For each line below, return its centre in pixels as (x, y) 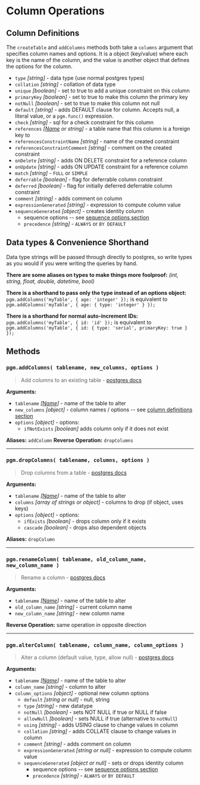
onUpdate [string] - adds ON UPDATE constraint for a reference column (101, 167)
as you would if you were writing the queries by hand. (72, 263)
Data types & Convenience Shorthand (77, 243)
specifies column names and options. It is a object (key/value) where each (97, 54)
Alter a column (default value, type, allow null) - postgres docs (97, 657)
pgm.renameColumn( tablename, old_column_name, (76, 559)
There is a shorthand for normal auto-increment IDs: (72, 316)
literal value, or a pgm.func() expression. (64, 116)
